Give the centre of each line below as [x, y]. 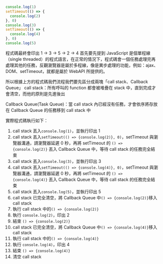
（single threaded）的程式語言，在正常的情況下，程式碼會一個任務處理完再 [81, 59]
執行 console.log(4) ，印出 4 [41, 244]
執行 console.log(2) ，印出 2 [41, 215]
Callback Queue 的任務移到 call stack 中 [51, 110]
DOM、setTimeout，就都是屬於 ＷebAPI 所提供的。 [57, 71]
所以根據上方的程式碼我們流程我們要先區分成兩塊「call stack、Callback [77, 81]
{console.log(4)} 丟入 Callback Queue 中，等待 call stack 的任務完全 [81, 179]
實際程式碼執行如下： [27, 120]
